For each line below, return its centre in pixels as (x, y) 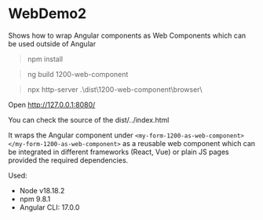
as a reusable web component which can (189, 143)
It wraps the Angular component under (71, 135)
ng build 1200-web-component (78, 74)
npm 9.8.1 (35, 199)
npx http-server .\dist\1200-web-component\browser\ (115, 89)
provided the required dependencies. (68, 160)
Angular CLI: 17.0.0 (49, 207)
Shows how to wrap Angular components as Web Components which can (127, 35)
